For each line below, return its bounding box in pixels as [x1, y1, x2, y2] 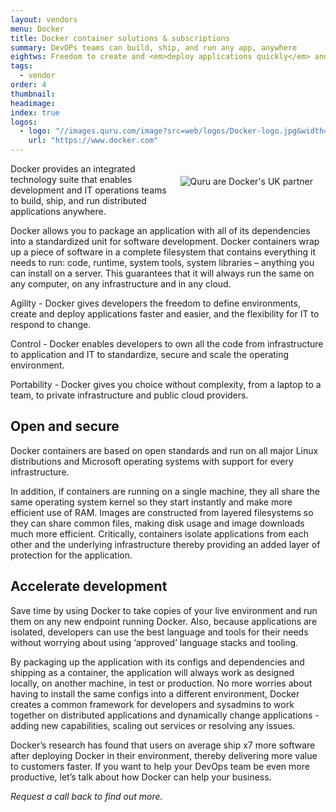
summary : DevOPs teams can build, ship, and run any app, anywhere [10, 42, 298, 53]
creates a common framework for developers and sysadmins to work [10, 698, 295, 710]
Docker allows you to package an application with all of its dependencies [10, 225, 311, 236]
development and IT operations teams [10, 184, 167, 196]
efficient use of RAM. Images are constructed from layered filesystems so [10, 506, 314, 518]
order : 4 [10, 80, 47, 90]
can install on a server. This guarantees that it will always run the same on [10, 267, 315, 279]
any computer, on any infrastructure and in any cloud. [10, 278, 232, 290]
